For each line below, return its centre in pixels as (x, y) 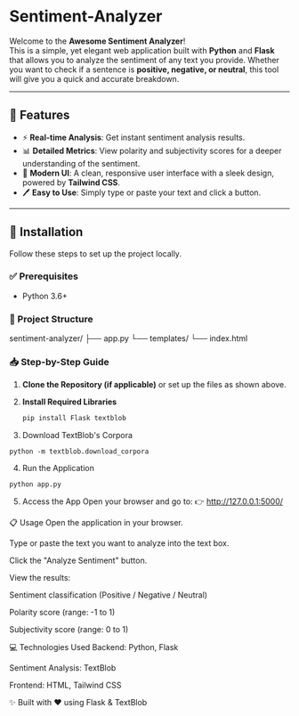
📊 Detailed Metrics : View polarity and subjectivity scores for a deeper (152, 151)
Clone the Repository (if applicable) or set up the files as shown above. (154, 385)
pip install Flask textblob (74, 419)
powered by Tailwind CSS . (71, 182)
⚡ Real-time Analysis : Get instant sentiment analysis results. (133, 137)
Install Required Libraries (69, 402)
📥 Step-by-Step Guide (59, 362)
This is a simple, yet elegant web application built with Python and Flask (142, 50)
